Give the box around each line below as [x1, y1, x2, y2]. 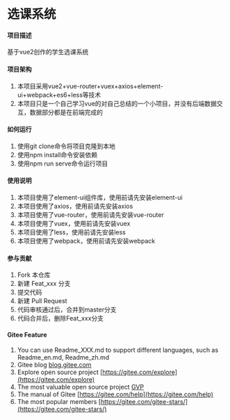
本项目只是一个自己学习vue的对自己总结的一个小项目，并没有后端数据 [17, 99, 217, 108]
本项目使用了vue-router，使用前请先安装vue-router [17, 211, 165, 219]
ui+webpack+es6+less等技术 [17, 90, 101, 99]
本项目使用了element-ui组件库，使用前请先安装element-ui [17, 193, 183, 202]
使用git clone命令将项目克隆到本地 [17, 142, 116, 150]
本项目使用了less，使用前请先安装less [17, 228, 126, 236]
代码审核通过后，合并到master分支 [17, 305, 117, 314]
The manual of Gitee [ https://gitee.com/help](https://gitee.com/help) [17, 390, 214, 398]
